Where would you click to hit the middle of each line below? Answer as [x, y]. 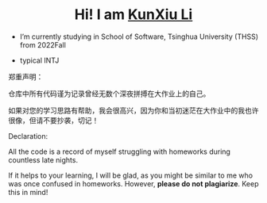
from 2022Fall [43, 44]
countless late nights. [43, 159]
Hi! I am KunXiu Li [133, 15]
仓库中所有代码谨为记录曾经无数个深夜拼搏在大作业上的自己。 [109, 94]
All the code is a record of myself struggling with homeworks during [119, 151]
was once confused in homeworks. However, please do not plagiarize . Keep [134, 183]
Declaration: [28, 136]
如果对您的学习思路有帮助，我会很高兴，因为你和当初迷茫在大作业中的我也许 [133, 110]
